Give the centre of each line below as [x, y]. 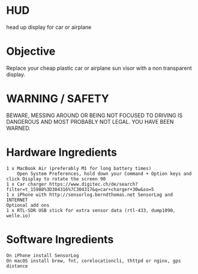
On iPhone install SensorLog [43, 255]
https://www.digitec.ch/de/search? [93, 184]
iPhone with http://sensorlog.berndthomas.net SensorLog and [95, 195]
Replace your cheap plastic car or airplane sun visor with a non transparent [99, 68]
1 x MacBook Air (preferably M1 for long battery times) [79, 168]
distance [17, 266]
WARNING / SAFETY [58, 99]
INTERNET [17, 200]
